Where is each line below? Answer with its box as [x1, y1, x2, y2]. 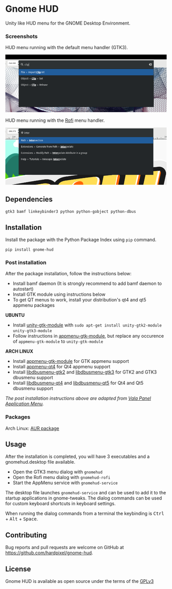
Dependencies [5, 195, 53, 204]
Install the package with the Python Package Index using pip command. [5, 236, 157, 243]
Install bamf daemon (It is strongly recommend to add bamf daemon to [12, 280, 162, 287]
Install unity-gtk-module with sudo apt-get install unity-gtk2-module [12, 322, 162, 328]
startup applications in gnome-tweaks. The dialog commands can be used [5, 495, 162, 501]
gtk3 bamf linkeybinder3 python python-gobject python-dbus [5, 209, 137, 214]
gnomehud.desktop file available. [5, 459, 76, 465]
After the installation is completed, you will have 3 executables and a [5, 453, 150, 460]
